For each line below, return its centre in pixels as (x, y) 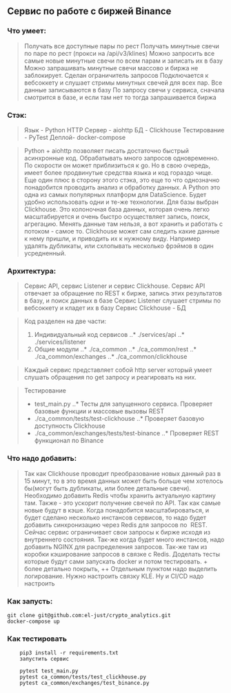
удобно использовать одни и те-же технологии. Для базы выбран (121, 202)
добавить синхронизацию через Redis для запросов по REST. (116, 525)
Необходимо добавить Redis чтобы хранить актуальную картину (120, 495)
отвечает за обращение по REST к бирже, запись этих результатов (123, 293)
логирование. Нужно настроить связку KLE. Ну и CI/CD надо (114, 576)
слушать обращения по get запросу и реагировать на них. (110, 377)
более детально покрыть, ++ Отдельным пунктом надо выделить (120, 568)
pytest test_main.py (49, 671)
